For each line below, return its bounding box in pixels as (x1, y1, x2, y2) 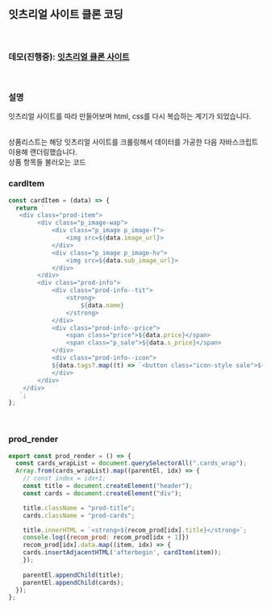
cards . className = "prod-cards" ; (23, 511, 135, 519)
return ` (15, 204, 45, 212)
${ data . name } (80, 301, 125, 309)
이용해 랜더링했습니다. (8, 148, 78, 157)
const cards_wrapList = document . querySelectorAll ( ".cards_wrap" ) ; (15, 459, 248, 468)
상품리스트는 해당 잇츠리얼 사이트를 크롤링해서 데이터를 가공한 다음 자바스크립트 (8, 137, 259, 147)
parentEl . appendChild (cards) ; (23, 578, 125, 586)
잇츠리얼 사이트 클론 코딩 (8, 7, 123, 22)
